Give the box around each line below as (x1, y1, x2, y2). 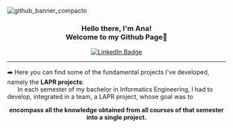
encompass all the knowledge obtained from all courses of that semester (9, 106, 224, 114)
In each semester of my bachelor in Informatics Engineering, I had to (17, 85, 214, 94)
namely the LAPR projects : (7, 78, 85, 86)
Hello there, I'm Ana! (81, 23, 152, 33)
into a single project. (86, 114, 147, 122)
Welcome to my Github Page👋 (65, 32, 168, 41)
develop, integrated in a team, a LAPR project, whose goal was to (7, 93, 193, 101)
